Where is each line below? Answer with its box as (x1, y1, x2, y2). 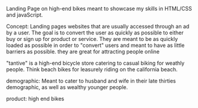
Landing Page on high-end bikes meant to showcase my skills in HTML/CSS (6, 5, 192, 12)
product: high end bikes (6, 95, 64, 102)
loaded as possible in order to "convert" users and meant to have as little (6, 42, 185, 49)
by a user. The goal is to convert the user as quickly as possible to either (6, 29, 184, 36)
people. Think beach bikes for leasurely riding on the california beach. (6, 66, 178, 73)
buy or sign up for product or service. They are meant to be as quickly (6, 36, 178, 42)
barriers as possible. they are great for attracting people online (6, 48, 160, 55)
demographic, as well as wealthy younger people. (6, 84, 128, 91)
